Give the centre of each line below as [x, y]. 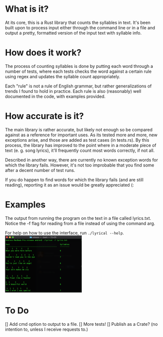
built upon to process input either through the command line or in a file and [80, 27]
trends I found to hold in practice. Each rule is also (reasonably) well [73, 91]
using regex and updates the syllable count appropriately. [63, 76]
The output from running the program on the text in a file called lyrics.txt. [78, 218]
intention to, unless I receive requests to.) [47, 329]
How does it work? [43, 53]
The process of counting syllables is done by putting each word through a [79, 66]
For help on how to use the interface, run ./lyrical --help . [64, 232]
